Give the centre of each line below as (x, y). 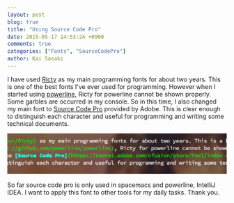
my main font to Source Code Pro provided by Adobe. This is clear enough (114, 108)
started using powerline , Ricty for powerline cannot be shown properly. (109, 94)
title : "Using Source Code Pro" (54, 29)
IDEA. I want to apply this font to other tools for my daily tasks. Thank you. (114, 193)
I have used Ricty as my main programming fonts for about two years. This (114, 79)
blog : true (23, 22)
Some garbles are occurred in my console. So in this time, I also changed (112, 101)
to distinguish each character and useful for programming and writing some (116, 116)
